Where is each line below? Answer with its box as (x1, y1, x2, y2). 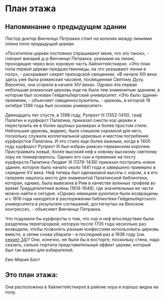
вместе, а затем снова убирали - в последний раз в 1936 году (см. (5, 232, 146, 237)
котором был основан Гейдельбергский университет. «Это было (5, 92, 141, 98)
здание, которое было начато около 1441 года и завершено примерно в (5, 164, 156, 170)
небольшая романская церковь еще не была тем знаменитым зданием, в (5, 87, 160, 92)
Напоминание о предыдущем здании (5, 23, 127, 31)
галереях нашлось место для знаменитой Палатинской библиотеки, (5, 175, 149, 180)
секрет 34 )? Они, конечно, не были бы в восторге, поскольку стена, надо (5, 237, 160, 242)
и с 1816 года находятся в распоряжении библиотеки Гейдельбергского (5, 196, 156, 202)
